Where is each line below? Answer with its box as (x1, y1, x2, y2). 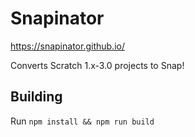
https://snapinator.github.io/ (10, 40, 125, 52)
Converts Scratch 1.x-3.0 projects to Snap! (10, 59, 185, 71)
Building (10, 88, 63, 106)
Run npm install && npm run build (10, 115, 155, 127)
